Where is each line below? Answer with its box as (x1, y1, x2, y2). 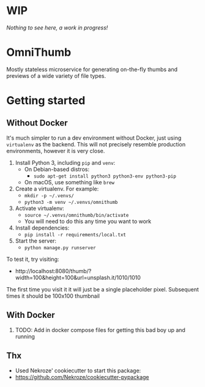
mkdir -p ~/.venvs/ (24, 192, 75, 199)
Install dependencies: (15, 224, 70, 231)
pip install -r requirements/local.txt (24, 231, 127, 238)
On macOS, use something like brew (24, 178, 115, 186)
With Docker (6, 310, 55, 320)
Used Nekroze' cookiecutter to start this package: (15, 367, 141, 374)
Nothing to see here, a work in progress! (6, 24, 108, 31)
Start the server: (15, 237, 57, 244)
